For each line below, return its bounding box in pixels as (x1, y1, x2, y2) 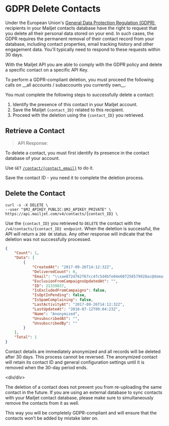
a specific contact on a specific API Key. (5, 66, 89, 73)
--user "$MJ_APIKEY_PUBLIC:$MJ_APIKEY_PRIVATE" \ (5, 207, 112, 212)
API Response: (17, 140, 48, 146)
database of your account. (5, 155, 60, 161)
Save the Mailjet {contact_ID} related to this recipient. (12, 107, 124, 113)
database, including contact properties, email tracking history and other (5, 41, 154, 47)
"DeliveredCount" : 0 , (32, 269, 78, 274)
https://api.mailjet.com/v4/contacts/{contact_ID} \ (5, 211, 118, 216)
